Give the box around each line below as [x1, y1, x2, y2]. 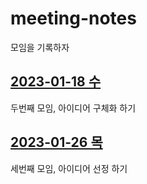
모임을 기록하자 [10, 41, 70, 53]
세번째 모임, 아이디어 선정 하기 [10, 162, 128, 174]
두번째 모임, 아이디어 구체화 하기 [10, 102, 137, 114]
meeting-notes [10, 7, 137, 30]
